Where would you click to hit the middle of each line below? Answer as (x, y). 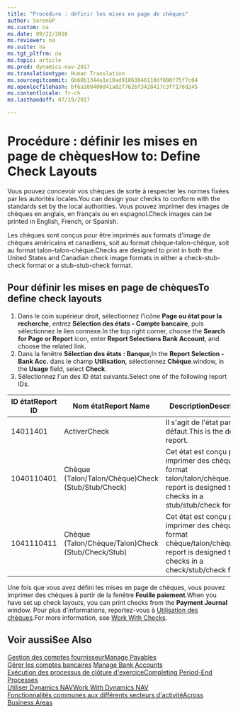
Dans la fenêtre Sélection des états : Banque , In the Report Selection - (121, 353)
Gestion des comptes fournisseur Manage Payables (82, 657)
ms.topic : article (34, 60)
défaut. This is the (194, 431)
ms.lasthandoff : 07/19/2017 (49, 100)
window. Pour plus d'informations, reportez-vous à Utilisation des (103, 610)
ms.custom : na (28, 27)
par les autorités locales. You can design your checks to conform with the (114, 198)
